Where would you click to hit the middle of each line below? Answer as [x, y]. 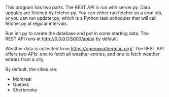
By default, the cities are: [31, 69]
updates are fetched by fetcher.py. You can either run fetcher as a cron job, [84, 13]
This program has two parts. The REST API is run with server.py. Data [78, 7]
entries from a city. [25, 59]
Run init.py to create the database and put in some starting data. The [77, 33]
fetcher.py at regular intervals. [37, 23]
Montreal [22, 79]
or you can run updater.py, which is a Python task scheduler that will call [81, 18]
